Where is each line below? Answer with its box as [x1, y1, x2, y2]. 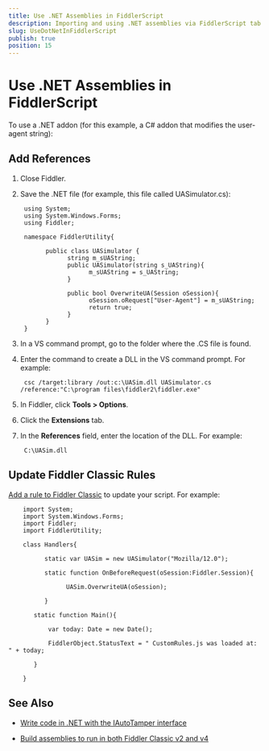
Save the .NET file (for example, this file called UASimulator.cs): [19, 189, 231, 198]
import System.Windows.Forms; [23, 512, 125, 521]
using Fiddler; [23, 218, 75, 226]
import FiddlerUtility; [23, 526, 103, 534]
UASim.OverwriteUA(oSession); [65, 583, 168, 591]
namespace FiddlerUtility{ [23, 233, 114, 241]
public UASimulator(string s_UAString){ [67, 261, 205, 269]
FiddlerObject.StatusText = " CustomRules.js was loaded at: [48, 639, 258, 647]
